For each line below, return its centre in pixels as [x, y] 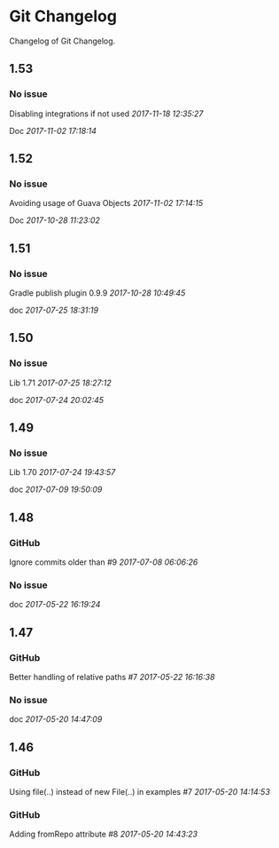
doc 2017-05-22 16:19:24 [55, 605]
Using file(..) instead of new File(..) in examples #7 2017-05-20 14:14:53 [139, 792]
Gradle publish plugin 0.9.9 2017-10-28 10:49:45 [97, 293]
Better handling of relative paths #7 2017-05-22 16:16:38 [112, 678]
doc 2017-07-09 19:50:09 [56, 489]
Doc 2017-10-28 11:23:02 [54, 220]
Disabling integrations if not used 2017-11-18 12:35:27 [106, 114]
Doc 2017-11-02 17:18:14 [53, 131]
